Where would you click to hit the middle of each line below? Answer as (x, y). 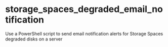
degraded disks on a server (34, 39)
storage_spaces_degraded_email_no (84, 9)
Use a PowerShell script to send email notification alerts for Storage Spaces (84, 33)
